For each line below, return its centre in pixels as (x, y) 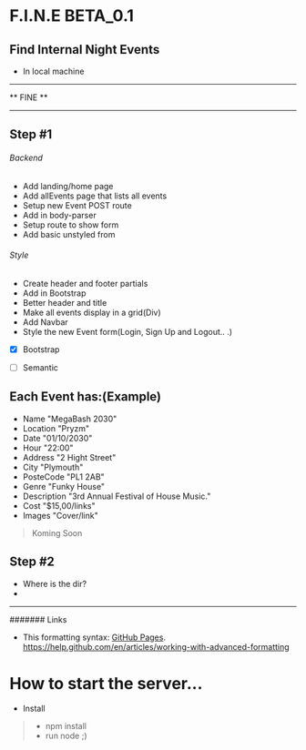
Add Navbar (45, 322)
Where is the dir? (55, 583)
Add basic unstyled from (69, 234)
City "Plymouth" (53, 467)
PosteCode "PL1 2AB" (63, 476)
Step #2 (32, 562)
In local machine (53, 71)
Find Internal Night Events (85, 50)
